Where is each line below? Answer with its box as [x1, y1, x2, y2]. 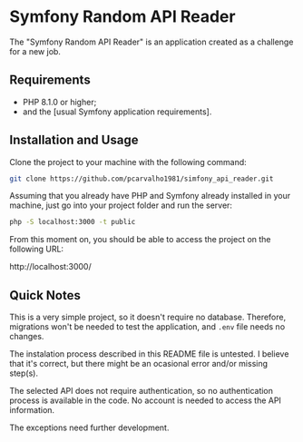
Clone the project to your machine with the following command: [9, 156, 247, 167]
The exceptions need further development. [9, 422, 170, 433]
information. [9, 405, 55, 416]
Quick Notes [9, 288, 82, 303]
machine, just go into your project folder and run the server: [9, 200, 233, 211]
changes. [9, 331, 44, 342]
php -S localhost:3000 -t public [9, 218, 136, 227]
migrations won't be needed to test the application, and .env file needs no [9, 321, 286, 332]
